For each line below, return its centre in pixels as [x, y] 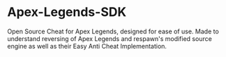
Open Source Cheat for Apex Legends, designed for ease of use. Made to [113, 31]
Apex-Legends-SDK [67, 12]
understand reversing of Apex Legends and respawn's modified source [110, 38]
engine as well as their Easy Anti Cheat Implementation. [87, 46]
